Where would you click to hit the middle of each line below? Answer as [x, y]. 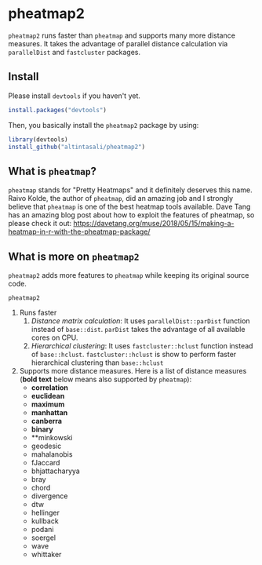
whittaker [46, 554]
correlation [50, 388]
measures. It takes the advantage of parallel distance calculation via [118, 43]
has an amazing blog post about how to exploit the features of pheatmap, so [131, 215]
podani [42, 529]
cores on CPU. [55, 337]
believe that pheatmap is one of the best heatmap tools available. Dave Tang [129, 207]
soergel [44, 538]
